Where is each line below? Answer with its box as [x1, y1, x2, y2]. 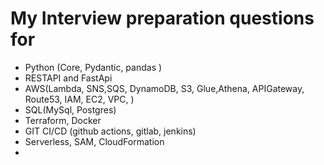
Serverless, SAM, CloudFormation [24, 135, 165, 147]
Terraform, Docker [24, 114, 102, 126]
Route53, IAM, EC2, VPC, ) [24, 93, 135, 105]
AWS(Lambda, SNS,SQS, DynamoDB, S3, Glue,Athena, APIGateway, [24, 82, 305, 94]
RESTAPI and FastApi [24, 72, 113, 84]
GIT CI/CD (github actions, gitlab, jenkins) [24, 125, 197, 137]
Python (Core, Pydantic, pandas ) [24, 61, 163, 73]
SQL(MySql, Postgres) [24, 103, 117, 116]
